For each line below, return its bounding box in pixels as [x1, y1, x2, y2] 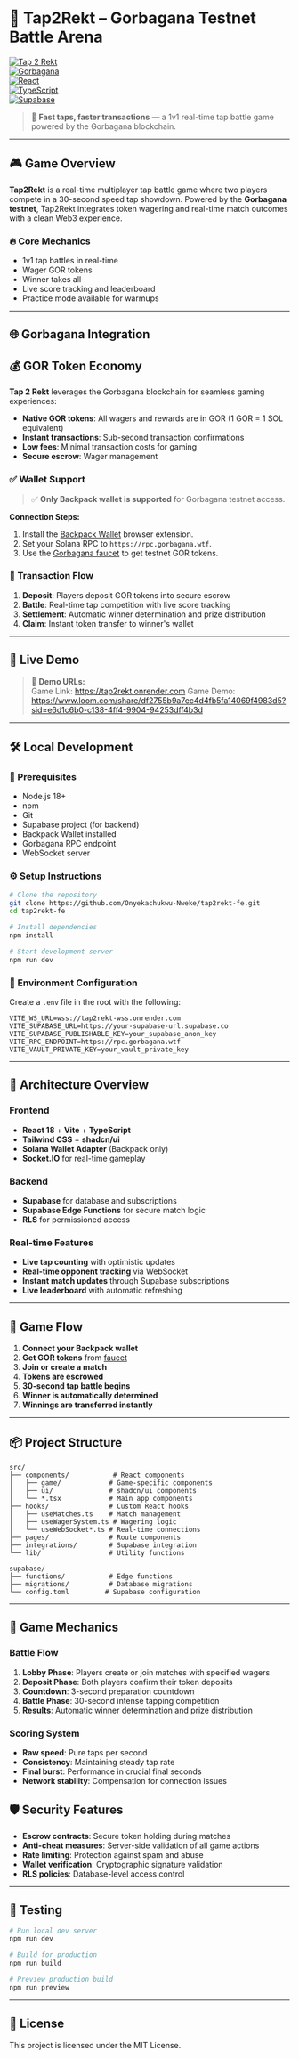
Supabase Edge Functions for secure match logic [21, 1205, 206, 1216]
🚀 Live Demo [9, 653, 80, 668]
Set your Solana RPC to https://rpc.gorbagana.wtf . [21, 538, 212, 548]
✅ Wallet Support [9, 474, 86, 486]
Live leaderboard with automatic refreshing [21, 1285, 182, 1296]
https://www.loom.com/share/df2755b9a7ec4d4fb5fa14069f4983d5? [30, 694, 287, 706]
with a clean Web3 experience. [9, 213, 123, 223]
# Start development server [9, 947, 114, 956]
